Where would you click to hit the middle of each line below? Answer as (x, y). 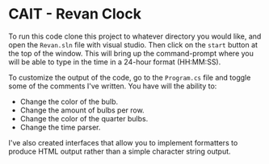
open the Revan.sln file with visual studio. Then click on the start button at (133, 44)
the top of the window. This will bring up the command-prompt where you (131, 53)
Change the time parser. (60, 127)
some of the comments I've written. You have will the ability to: (113, 86)
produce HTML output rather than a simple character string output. (120, 151)
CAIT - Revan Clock (75, 14)
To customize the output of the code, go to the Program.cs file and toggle (130, 77)
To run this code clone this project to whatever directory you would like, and (135, 36)
